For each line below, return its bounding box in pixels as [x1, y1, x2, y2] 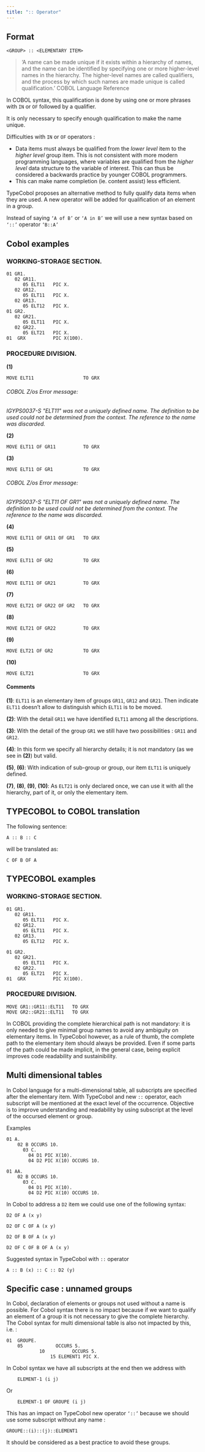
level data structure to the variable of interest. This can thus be [15, 165, 174, 172]
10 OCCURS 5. [39, 1349, 97, 1355]
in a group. [6, 203, 34, 210]
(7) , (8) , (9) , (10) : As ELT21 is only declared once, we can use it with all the [6, 782, 194, 790]
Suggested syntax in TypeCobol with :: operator [6, 1255, 130, 1262]
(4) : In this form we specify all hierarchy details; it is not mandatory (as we [6, 745, 194, 753]
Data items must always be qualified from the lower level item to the [15, 145, 187, 152]
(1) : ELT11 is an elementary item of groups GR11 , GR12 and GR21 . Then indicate [6, 697, 199, 704]
